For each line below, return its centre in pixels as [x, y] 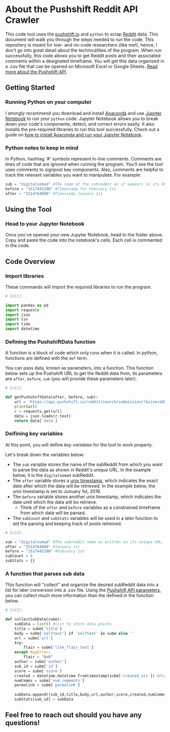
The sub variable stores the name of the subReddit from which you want [88, 464]
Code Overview [30, 261]
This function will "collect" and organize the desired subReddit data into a [82, 585]
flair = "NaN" [38, 657]
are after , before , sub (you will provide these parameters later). [71, 379]
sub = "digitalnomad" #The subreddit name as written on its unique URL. [85, 542]
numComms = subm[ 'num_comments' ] [50, 680]
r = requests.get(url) [38, 411]
